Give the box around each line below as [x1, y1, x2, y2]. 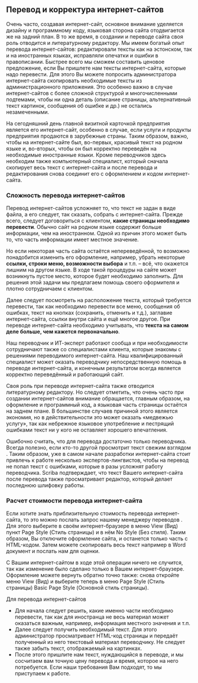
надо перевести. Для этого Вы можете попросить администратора [6, 70, 177, 77]
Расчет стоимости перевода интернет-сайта [6, 497, 143, 505]
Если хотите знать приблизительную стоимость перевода [6, 510, 153, 517]
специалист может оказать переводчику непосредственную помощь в [6, 358, 186, 365]
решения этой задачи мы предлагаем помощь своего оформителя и [6, 279, 180, 286]
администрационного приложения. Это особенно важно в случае [6, 83, 173, 90]
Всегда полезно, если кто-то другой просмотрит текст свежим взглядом [6, 444, 191, 451]
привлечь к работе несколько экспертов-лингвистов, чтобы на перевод [6, 457, 189, 464]
